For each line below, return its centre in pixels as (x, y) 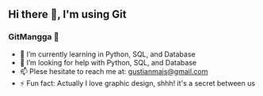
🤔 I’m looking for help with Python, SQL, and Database (108, 62)
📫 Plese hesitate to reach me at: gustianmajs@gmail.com (114, 71)
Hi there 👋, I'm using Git (67, 15)
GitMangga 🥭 (34, 37)
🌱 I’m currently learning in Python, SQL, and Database (107, 54)
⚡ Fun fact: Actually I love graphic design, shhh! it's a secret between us (137, 83)
